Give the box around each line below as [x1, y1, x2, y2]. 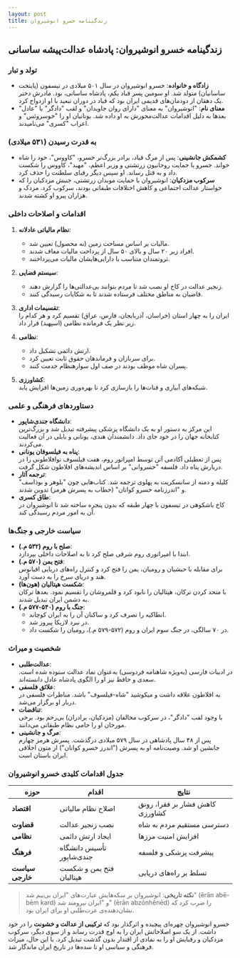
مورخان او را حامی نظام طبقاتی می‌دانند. [18, 720, 127, 729]
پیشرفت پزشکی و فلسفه [138, 847, 214, 857]
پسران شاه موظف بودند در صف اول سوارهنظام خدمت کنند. [28, 361, 188, 370]
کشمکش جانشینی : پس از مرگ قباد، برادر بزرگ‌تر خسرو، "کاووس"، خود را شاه [18, 153, 226, 161]
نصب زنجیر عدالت [59, 819, 115, 829]
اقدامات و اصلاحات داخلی [8, 209, 86, 219]
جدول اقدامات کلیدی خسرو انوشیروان [8, 769, 124, 779]
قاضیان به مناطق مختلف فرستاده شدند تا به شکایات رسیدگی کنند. [28, 289, 203, 298]
